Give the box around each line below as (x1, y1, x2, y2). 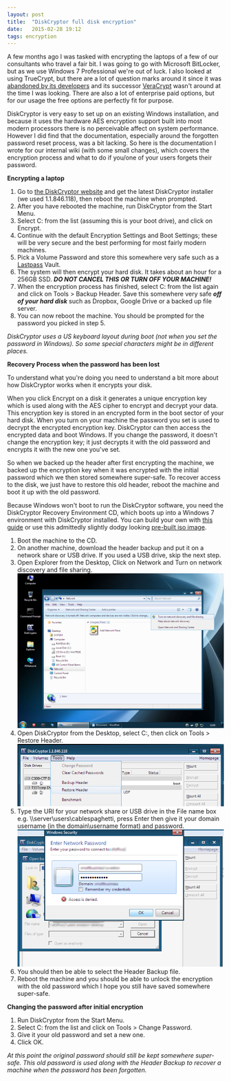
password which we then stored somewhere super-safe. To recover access (7, 473, 221, 481)
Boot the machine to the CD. (16, 536, 98, 545)
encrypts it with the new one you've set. (7, 446, 121, 454)
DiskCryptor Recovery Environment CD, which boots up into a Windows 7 (7, 509, 214, 517)
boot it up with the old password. (7, 488, 101, 496)
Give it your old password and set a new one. (16, 1030, 146, 1038)
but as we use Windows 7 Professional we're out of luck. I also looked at (7, 67, 212, 76)
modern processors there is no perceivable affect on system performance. (7, 124, 219, 133)
